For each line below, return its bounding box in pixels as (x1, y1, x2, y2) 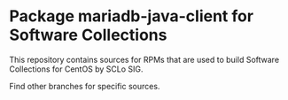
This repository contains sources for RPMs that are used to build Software (9, 54, 280, 65)
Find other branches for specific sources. (9, 81, 160, 91)
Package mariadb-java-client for (9, 6, 254, 27)
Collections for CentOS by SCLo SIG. (9, 64, 144, 74)
